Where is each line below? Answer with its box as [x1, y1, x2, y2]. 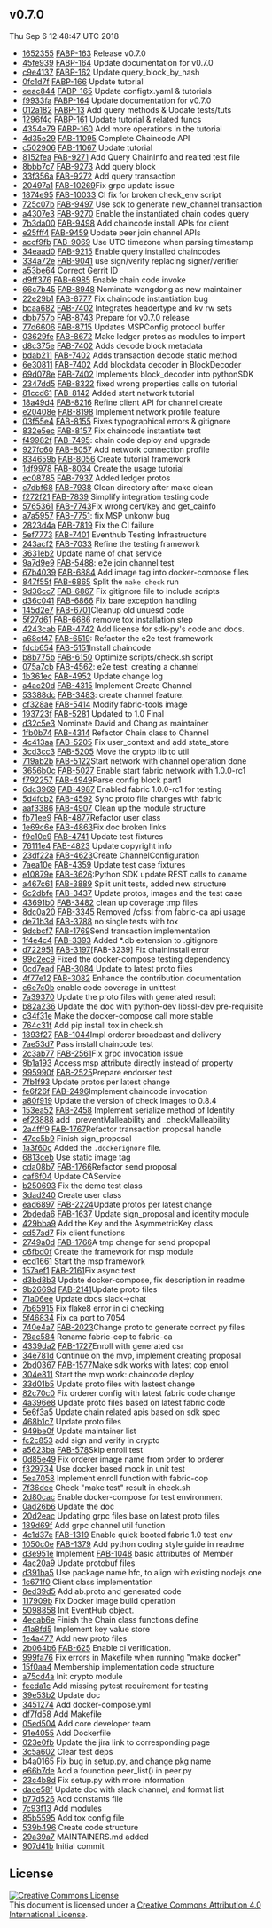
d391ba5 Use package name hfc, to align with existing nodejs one [21, 1567, 263, 1577]
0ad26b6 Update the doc [21, 1501, 115, 1511]
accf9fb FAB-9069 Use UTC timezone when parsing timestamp [21, 236, 254, 247]
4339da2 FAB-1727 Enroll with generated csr [21, 1340, 184, 1351]
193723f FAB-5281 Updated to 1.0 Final [21, 708, 165, 718]
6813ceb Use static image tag [21, 1152, 131, 1162]
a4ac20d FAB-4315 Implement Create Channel [21, 679, 193, 691]
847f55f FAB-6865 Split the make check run [21, 576, 180, 587]
